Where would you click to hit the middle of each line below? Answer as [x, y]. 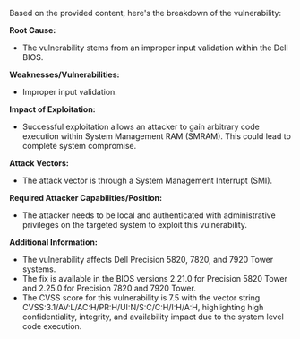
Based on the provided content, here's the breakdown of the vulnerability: [146, 13]
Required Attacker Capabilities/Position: [86, 198]
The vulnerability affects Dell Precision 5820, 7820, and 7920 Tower [148, 260]
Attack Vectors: [39, 163]
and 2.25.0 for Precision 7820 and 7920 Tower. [109, 288]
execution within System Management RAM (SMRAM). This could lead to [156, 136]
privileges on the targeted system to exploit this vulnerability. [135, 225]
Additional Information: [54, 242]
